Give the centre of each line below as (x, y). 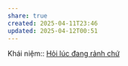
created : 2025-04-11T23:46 (53, 23)
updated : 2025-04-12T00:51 (53, 31)
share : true (27, 16)
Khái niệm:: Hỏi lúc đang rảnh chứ (64, 54)
